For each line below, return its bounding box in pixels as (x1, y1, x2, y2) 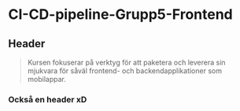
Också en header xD (8, 94, 87, 105)
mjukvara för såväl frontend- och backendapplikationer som (27, 66, 223, 76)
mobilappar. (27, 75, 67, 83)
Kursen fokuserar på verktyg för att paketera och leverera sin (27, 57, 226, 67)
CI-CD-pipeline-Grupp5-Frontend (8, 6, 234, 24)
